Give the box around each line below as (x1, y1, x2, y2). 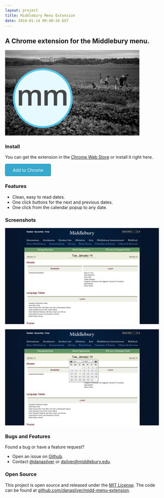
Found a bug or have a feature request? (5, 444, 84, 450)
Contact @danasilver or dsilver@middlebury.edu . (12, 459, 111, 465)
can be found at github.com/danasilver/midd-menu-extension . (5, 487, 130, 493)
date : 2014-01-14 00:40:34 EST (5, 18, 69, 23)
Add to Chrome (13, 167, 43, 173)
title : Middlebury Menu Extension (5, 13, 76, 18)
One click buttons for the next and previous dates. (12, 199, 113, 205)
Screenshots (5, 216, 36, 223)
